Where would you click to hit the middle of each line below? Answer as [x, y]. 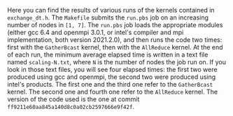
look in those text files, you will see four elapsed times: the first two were [112, 70]
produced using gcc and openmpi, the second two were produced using [112, 77]
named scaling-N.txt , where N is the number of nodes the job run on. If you [116, 62]
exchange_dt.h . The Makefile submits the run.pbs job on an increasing [108, 17]
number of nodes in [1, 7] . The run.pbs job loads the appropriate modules [115, 25]
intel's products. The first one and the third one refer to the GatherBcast [110, 84]
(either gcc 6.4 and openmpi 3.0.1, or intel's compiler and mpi [96, 32]
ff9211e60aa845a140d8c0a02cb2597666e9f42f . [71, 107]
